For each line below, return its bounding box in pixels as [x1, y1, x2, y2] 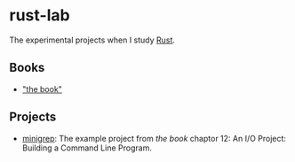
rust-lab [9, 5, 70, 26]
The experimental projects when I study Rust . [9, 35, 176, 45]
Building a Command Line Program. [21, 143, 153, 153]
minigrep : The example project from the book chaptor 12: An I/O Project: [21, 133, 287, 143]
